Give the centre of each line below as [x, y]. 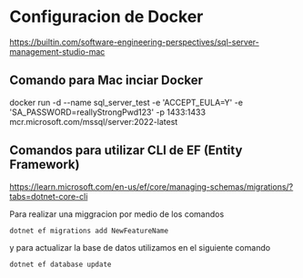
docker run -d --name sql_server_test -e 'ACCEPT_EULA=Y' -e [126, 102]
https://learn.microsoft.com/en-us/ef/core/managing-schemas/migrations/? [151, 186]
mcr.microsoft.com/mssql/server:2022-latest [94, 121]
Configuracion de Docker [106, 17]
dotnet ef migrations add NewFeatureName [89, 231]
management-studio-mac [57, 51]
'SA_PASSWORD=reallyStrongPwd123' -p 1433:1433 [108, 112]
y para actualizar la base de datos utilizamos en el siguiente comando [140, 247]
